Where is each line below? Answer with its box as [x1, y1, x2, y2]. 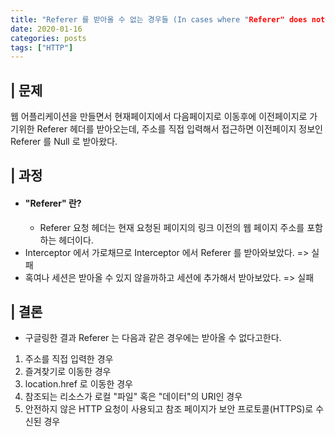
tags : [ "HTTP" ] [10, 42, 74, 53]
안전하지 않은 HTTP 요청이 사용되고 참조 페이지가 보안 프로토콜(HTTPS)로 [24, 403, 314, 415]
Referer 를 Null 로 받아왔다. [10, 136, 118, 148]
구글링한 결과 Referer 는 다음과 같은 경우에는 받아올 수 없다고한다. [24, 332, 282, 344]
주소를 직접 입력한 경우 [24, 353, 114, 365]
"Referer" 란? [24, 197, 82, 210]
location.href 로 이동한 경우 [24, 378, 134, 390]
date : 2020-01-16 [10, 24, 83, 34]
